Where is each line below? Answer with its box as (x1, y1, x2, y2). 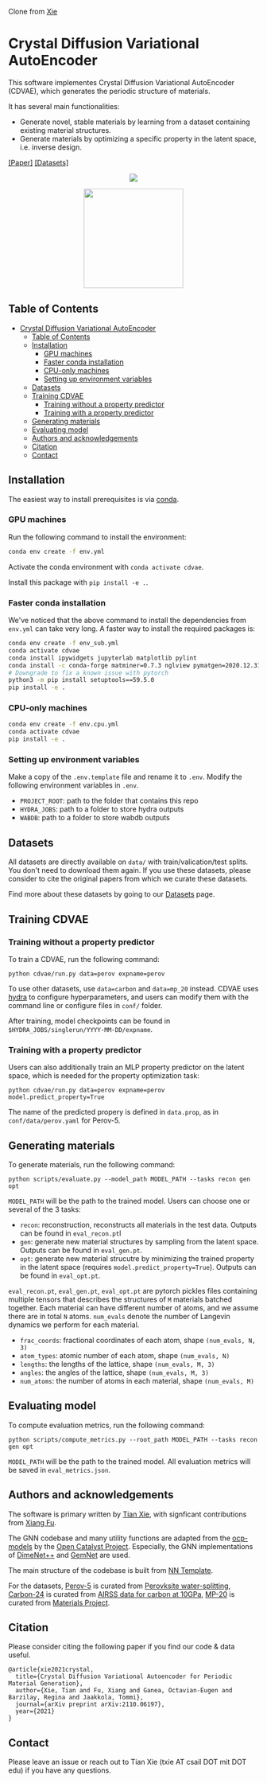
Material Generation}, (8, 1680, 83, 1688)
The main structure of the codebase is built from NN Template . (8, 1565, 214, 1575)
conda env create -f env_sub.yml (8, 640, 119, 648)
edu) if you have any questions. (8, 1765, 111, 1775)
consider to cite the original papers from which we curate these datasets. (8, 874, 248, 884)
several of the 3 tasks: (8, 1205, 81, 1214)
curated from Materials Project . (8, 1598, 110, 1607)
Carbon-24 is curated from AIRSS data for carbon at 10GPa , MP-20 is (8, 1589, 235, 1598)
